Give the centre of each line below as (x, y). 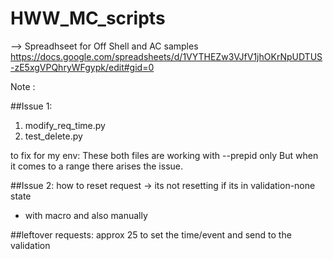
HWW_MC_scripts (88, 18)
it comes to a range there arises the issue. (97, 166)
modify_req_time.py (65, 125)
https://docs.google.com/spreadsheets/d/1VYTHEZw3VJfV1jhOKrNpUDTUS (166, 56)
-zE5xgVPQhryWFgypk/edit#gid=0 (82, 67)
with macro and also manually (86, 215)
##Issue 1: (31, 106)
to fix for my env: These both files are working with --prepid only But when (164, 155)
